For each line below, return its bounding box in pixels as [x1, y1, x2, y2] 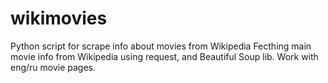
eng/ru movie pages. [10, 61, 97, 73]
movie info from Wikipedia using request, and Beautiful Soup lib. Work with [10, 50, 319, 62]
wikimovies [10, 7, 108, 30]
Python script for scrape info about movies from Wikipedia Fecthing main [10, 40, 312, 52]
